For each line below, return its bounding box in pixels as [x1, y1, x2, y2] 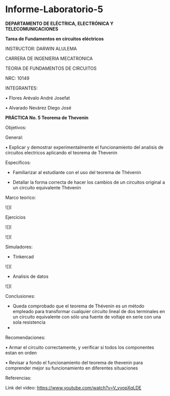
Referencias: [5, 375, 32, 381]
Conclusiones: [5, 293, 36, 299]
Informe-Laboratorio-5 [5, 4, 104, 15]
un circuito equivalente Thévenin [12, 184, 81, 190]
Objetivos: [5, 124, 27, 130]
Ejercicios [5, 214, 26, 220]
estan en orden [5, 350, 37, 356]
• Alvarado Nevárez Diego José [5, 104, 72, 110]
